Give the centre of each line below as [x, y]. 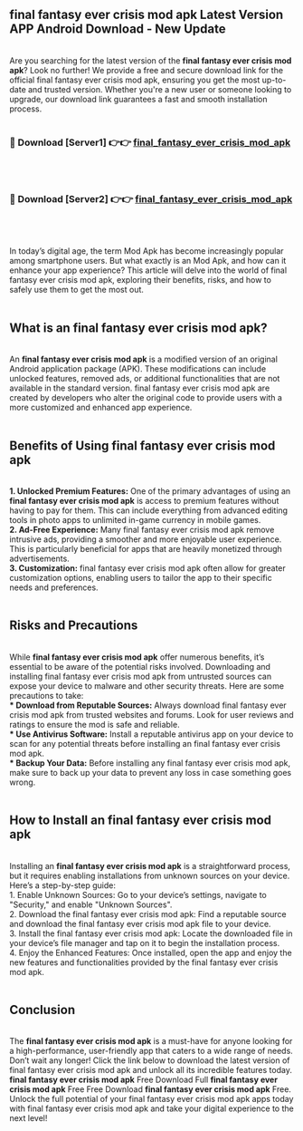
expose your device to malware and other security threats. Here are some [147, 686]
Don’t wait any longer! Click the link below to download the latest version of [150, 1060]
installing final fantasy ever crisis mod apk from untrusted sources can [141, 676]
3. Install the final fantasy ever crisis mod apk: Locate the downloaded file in [151, 933]
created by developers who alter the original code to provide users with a [146, 398]
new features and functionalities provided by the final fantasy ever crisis [144, 962]
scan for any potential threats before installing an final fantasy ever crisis [145, 743]
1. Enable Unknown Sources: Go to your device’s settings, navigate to [138, 894]
